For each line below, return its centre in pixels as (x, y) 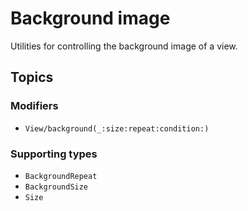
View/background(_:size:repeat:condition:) (117, 128)
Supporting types (54, 154)
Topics (32, 77)
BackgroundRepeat (61, 176)
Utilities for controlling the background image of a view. (124, 46)
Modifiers (34, 106)
